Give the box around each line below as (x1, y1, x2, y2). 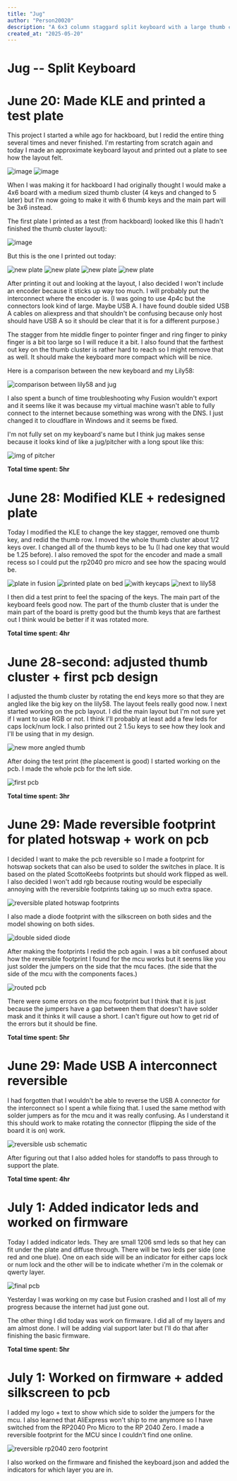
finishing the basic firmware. (7, 1331, 90, 1340)
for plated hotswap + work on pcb (7, 832, 209, 848)
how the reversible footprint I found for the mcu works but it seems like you (7, 954, 226, 964)
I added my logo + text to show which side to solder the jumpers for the (7, 1408, 215, 1416)
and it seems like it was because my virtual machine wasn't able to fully (7, 402, 215, 410)
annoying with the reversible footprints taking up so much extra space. (7, 885, 213, 894)
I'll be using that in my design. (7, 730, 95, 738)
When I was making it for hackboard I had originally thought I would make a (7, 181, 226, 189)
